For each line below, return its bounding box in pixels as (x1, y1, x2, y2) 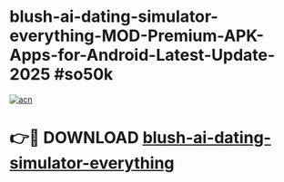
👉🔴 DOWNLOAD (9, 128, 139, 148)
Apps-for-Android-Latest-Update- (9, 45, 276, 65)
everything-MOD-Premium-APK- (9, 25, 264, 46)
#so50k (54, 64, 114, 85)
